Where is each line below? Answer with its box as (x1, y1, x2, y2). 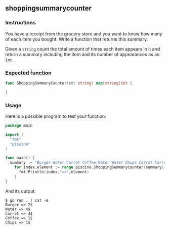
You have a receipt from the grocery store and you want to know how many (5, 30, 163, 37)
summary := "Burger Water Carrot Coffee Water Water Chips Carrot (10, 160, 153, 165)
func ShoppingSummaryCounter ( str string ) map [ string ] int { (5, 80, 133, 85)
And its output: (5, 188, 36, 194)
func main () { (5, 155, 35, 161)
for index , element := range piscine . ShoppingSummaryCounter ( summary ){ (14, 165, 166, 170)
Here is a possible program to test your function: (5, 113, 106, 119)
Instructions (5, 19, 36, 26)
